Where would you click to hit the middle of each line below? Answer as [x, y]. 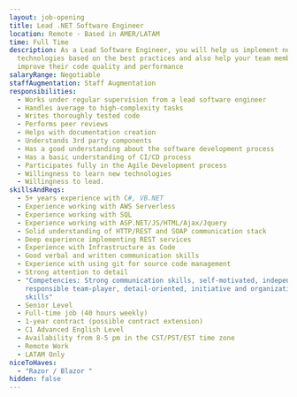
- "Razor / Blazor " [55, 371]
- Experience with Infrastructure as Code [96, 248]
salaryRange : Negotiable [55, 75]
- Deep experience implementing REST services [104, 240]
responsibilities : [43, 91]
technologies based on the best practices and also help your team [144, 58]
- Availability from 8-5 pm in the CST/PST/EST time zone [126, 338]
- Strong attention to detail [72, 272]
